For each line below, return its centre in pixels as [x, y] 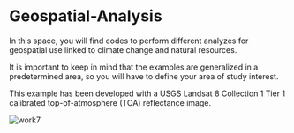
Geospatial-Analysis [86, 16]
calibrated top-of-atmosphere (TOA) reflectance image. [110, 102]
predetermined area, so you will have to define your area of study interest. [144, 76]
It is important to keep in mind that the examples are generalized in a [134, 67]
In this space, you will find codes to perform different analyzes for [129, 41]
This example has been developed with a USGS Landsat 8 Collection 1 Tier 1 [147, 93]
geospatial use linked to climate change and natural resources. [123, 49]
